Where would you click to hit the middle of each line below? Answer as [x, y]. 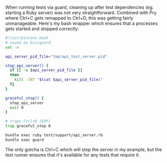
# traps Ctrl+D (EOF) [28, 121]
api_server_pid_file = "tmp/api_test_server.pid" [56, 57]
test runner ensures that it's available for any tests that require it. [73, 155]
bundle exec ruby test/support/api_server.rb [54, 135]
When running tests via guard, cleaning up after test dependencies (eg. [79, 7]
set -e [12, 47]
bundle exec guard [25, 140]
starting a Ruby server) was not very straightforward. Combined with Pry [81, 13]
